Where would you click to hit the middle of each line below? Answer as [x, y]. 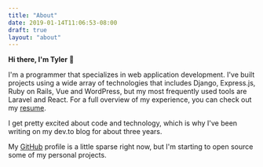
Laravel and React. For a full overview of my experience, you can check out [130, 100]
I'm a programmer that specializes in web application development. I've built [131, 74]
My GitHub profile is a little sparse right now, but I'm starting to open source [131, 147]
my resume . [27, 108]
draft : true [27, 30]
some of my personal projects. [58, 155]
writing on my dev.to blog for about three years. [85, 132]
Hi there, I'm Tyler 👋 [41, 60]
